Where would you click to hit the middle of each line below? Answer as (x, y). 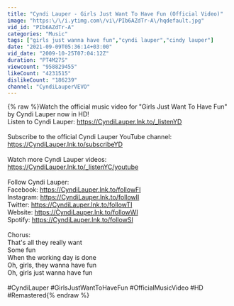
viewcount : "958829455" (43, 67)
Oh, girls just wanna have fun (50, 273)
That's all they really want (45, 243)
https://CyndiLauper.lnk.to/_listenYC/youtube (73, 167)
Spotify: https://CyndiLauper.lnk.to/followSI (70, 220)
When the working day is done (52, 258)
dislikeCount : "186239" (43, 80)
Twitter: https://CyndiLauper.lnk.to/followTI (70, 205)
